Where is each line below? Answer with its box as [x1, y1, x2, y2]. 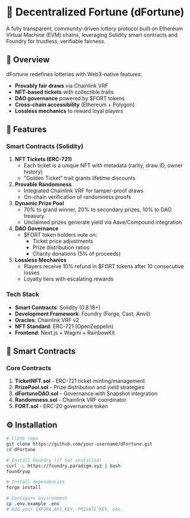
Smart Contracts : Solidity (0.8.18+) [14, 304, 101, 311]
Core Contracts [6, 364, 52, 373]
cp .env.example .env [6, 501, 60, 507]
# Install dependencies [6, 479, 65, 485]
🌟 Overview [6, 55, 50, 65]
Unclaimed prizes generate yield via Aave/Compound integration [23, 219, 182, 226]
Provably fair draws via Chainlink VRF [14, 82, 109, 89]
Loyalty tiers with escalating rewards [23, 275, 114, 282]
